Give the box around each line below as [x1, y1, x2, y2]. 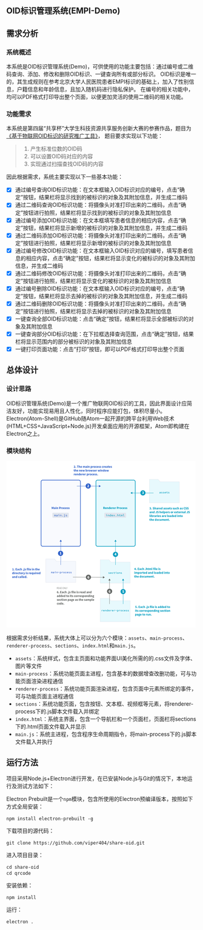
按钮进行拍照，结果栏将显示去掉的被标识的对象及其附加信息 [22, 307, 171, 315]
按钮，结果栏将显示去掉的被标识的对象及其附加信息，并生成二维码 [22, 292, 188, 299]
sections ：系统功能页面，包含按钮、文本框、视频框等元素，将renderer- [15, 700, 194, 708]
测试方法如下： [16, 782, 55, 789]
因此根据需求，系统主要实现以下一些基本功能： [6, 173, 123, 181]
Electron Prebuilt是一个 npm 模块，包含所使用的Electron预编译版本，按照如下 [6, 795, 193, 802]
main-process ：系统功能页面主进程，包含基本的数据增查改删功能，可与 [15, 670, 191, 677]
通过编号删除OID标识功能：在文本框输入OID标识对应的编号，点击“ [15, 284, 180, 292]
